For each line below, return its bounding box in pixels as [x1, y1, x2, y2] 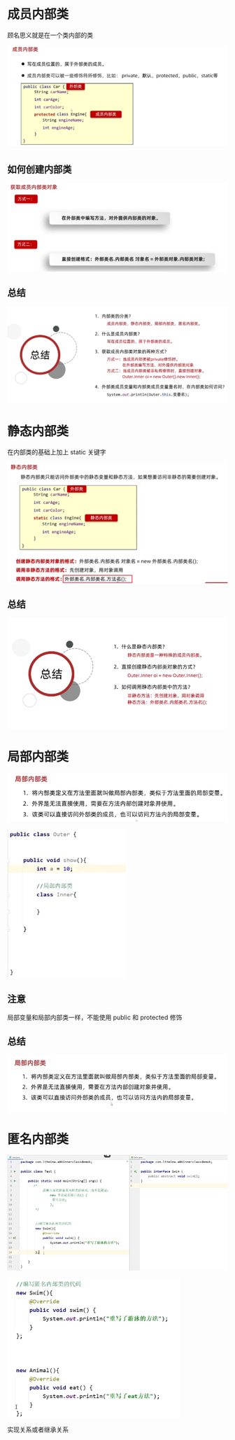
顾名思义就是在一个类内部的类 [7, 31, 93, 39]
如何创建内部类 [7, 164, 72, 176]
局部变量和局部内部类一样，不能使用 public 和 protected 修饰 [7, 1013, 183, 1021]
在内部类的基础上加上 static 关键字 [7, 447, 106, 456]
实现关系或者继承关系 [7, 1425, 69, 1434]
